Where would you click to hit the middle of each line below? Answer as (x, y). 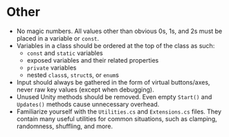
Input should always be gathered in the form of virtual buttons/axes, (113, 82)
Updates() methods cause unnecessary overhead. (88, 104)
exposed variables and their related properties (93, 60)
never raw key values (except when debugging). (85, 89)
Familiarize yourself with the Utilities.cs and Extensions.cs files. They (119, 112)
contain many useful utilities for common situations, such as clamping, (117, 118)
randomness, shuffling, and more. (65, 126)
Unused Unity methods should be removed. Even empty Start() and (114, 96)
